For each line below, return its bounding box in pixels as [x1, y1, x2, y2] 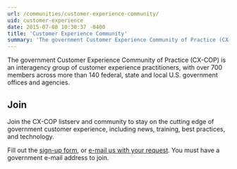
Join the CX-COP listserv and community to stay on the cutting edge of [7, 117, 214, 125]
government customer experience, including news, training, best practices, [7, 125, 226, 133]
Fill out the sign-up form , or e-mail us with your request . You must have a [7, 146, 220, 154]
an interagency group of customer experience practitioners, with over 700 [7, 63, 223, 72]
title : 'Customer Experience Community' [7, 30, 128, 37]
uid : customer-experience [7, 17, 83, 24]
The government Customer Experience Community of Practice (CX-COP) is [7, 56, 226, 64]
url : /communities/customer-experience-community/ [7, 10, 159, 18]
